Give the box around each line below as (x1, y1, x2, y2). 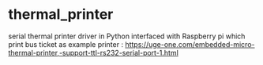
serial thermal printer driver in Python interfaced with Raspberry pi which (8, 31, 246, 41)
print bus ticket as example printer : (8, 39, 124, 49)
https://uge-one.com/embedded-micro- (125, 39, 255, 49)
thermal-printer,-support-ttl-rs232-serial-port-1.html (8, 48, 179, 57)
